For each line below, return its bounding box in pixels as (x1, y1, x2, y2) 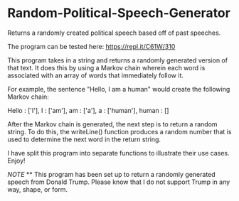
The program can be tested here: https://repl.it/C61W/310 (7, 42, 176, 50)
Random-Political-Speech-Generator (7, 5, 231, 21)
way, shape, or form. (7, 185, 68, 193)
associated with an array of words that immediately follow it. (7, 71, 184, 80)
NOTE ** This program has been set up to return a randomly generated (7, 170, 216, 178)
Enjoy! (7, 156, 26, 165)
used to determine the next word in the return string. (7, 135, 161, 143)
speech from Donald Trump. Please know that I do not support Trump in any (7, 178, 230, 186)
